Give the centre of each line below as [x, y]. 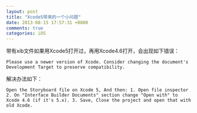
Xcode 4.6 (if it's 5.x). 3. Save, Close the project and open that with [99, 101]
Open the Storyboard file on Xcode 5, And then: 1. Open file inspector [97, 90]
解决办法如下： [24, 79]
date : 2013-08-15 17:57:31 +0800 [47, 22]
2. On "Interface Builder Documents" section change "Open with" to [92, 95]
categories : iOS [26, 34]
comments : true [25, 28]
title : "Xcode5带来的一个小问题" [44, 17]
